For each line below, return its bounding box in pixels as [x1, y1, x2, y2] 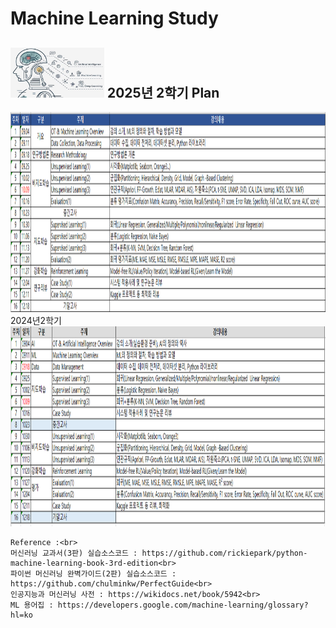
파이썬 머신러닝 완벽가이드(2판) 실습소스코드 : [10, 569, 177, 579]
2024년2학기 [10, 315, 62, 326]
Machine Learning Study [10, 7, 219, 30]
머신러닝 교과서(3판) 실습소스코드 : [10, 548, 138, 558]
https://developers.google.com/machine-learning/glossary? [57, 600, 309, 610]
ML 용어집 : [10, 600, 54, 610]
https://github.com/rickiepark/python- [141, 548, 308, 558]
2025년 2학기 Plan [106, 84, 220, 101]
